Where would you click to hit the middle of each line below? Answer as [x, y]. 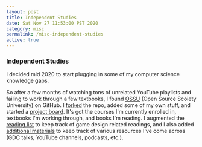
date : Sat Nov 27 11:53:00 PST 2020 [52, 23]
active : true [23, 40]
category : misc [25, 29]
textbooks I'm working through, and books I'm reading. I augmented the [96, 118]
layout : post [23, 12]
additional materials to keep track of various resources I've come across [96, 131]
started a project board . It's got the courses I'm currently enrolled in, [91, 112]
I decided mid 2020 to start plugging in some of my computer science [93, 74]
